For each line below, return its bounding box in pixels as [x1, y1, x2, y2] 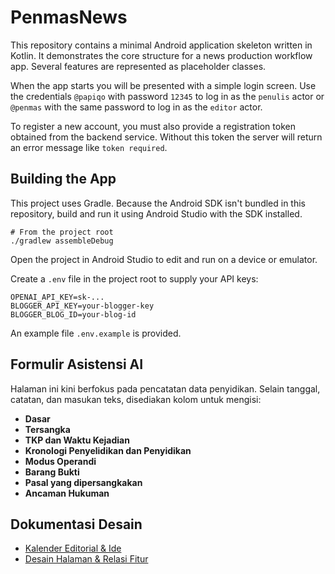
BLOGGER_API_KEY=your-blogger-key [10, 301, 155, 311]
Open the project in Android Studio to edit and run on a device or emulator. [10, 253, 318, 265]
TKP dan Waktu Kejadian [24, 434, 130, 446]
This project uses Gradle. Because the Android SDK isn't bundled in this [10, 197, 307, 209]
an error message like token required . [10, 141, 168, 153]
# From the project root [10, 227, 114, 237]
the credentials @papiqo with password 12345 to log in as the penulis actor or [10, 90, 325, 102]
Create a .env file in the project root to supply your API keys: [10, 272, 259, 285]
